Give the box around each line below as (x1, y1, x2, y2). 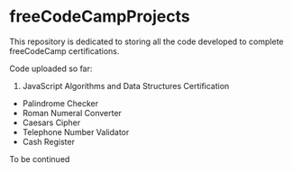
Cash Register (22, 136, 75, 147)
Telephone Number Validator (22, 126, 130, 137)
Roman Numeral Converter (22, 107, 122, 118)
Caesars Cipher (22, 117, 81, 128)
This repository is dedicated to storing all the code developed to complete (9, 36, 284, 47)
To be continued (9, 153, 70, 164)
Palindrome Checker (22, 97, 99, 109)
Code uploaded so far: (9, 63, 93, 74)
